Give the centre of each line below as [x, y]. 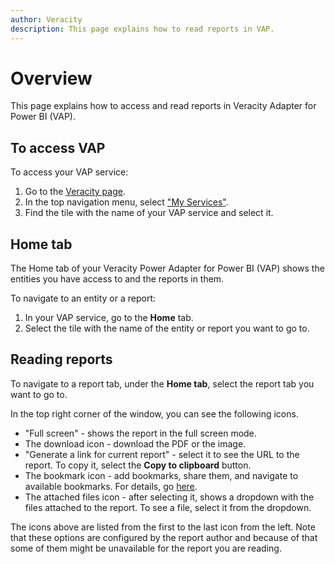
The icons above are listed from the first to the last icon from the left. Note [163, 527]
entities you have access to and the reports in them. [117, 279]
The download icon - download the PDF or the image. [135, 443]
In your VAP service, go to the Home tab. [109, 318]
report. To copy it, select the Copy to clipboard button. [138, 465]
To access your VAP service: [69, 172]
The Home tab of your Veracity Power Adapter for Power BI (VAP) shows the [167, 268]
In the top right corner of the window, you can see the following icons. [154, 413]
